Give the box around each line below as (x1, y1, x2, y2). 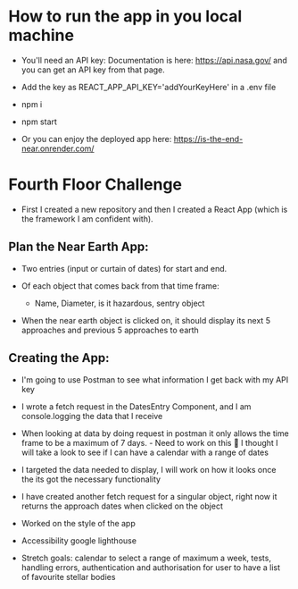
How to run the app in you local (8, 6, 243, 27)
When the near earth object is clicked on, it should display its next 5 (21, 315, 271, 325)
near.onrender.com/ (21, 143, 95, 154)
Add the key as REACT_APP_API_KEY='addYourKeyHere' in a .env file (21, 81, 277, 92)
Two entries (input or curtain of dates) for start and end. (21, 263, 228, 273)
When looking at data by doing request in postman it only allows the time (21, 427, 289, 439)
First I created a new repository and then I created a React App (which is (21, 204, 288, 215)
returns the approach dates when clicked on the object (21, 501, 224, 511)
